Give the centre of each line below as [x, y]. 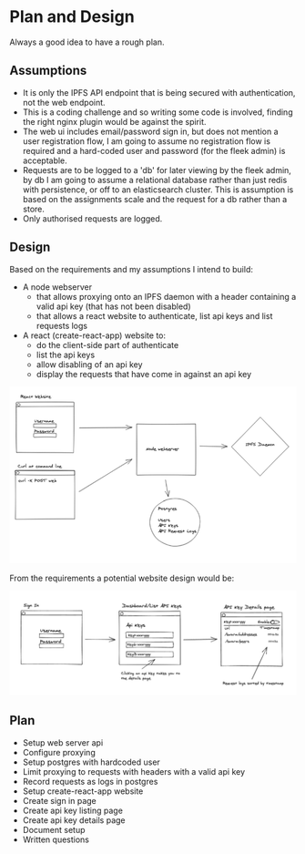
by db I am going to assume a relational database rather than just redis [155, 180]
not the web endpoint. [64, 102]
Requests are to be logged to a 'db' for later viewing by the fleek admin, [157, 170]
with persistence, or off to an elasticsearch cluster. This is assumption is [158, 190]
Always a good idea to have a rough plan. [87, 42]
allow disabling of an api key [89, 364]
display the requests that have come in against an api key [144, 374]
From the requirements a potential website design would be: [122, 578]
